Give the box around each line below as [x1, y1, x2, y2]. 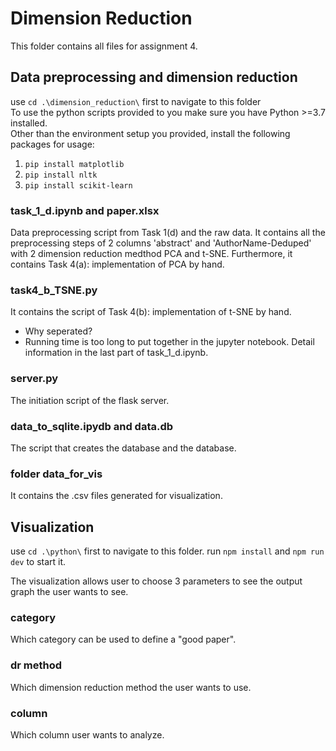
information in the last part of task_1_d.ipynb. [24, 347, 209, 359]
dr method [10, 658, 63, 672]
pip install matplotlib [24, 159, 125, 169]
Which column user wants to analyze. [10, 728, 165, 741]
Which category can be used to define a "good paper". [10, 633, 237, 646]
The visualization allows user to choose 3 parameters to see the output [10, 575, 303, 587]
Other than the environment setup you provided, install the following [10, 127, 291, 139]
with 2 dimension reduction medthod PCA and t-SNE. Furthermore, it [10, 248, 293, 260]
